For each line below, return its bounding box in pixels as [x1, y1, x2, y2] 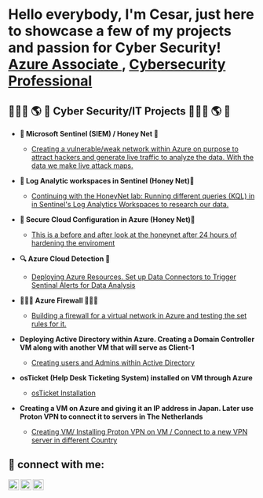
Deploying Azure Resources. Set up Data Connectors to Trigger [31, 272, 237, 282]
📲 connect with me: [8, 458, 104, 471]
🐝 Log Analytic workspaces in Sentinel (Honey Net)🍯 [19, 176, 195, 185]
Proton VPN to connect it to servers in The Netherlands [19, 412, 203, 421]
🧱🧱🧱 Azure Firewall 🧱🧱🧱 [19, 296, 98, 305]
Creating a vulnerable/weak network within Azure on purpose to [31, 144, 239, 154]
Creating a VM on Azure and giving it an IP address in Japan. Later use [19, 404, 254, 413]
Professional [8, 72, 93, 90]
